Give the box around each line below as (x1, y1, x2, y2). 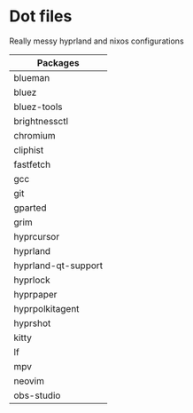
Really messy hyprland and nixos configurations (9, 36, 184, 46)
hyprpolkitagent (13, 302, 80, 314)
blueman (13, 71, 50, 83)
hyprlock (13, 274, 50, 286)
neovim (13, 375, 44, 387)
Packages (36, 56, 80, 68)
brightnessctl (13, 115, 69, 127)
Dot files (9, 6, 73, 27)
